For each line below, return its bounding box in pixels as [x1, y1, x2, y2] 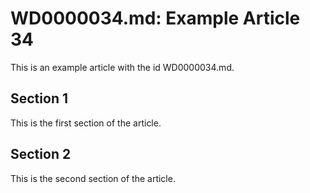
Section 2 [10, 146, 72, 163]
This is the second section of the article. [10, 172, 176, 184]
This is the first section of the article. [10, 117, 162, 129]
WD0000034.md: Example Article [10, 7, 301, 30]
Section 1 [10, 90, 68, 107]
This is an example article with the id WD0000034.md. [10, 61, 235, 73]
